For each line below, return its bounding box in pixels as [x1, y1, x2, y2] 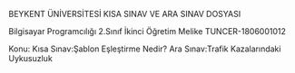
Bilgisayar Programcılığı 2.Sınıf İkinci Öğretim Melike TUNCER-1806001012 [8, 26, 287, 36]
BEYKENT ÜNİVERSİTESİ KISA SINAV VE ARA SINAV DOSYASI [8, 9, 241, 19]
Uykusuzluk [8, 53, 54, 63]
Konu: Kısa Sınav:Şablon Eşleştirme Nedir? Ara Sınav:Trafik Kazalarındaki [8, 43, 281, 54]
